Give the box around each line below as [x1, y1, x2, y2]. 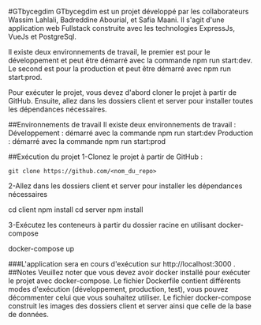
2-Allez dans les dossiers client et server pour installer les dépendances [8, 181, 243, 191]
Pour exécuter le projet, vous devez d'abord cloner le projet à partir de [8, 88, 237, 97]
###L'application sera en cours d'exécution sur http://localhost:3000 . [8, 259, 236, 268]
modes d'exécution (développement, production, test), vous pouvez [8, 285, 229, 293]
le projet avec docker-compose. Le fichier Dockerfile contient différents [8, 276, 241, 285]
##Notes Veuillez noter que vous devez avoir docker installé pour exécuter [8, 268, 251, 277]
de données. [8, 310, 49, 319]
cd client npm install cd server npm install [8, 205, 144, 214]
